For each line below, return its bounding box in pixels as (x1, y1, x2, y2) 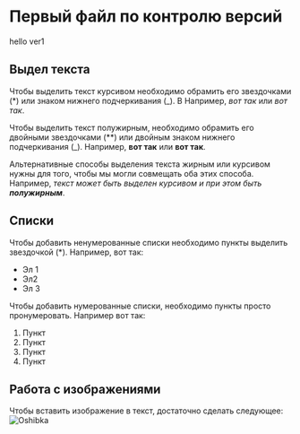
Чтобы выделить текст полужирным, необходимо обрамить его (9, 122, 254, 133)
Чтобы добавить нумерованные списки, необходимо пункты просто (9, 300, 271, 311)
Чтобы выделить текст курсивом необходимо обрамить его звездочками (9, 85, 292, 96)
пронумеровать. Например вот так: (9, 309, 146, 320)
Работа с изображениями (9, 381, 161, 396)
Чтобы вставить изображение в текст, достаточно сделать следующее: (9, 405, 284, 416)
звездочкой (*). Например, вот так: (9, 247, 144, 257)
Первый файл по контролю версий (9, 6, 283, 27)
